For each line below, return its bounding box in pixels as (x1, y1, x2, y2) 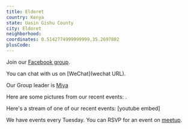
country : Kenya (6, 14, 44, 20)
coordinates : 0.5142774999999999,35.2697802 (6, 36, 120, 42)
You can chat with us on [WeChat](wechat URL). (6, 70, 126, 77)
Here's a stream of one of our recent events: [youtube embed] (6, 105, 160, 112)
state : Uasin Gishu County (6, 20, 74, 26)
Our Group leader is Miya (6, 81, 68, 88)
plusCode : (6, 42, 31, 48)
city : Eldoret (6, 25, 42, 32)
